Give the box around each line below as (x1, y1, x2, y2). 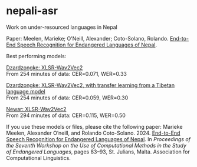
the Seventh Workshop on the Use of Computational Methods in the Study (6, 142, 187, 149)
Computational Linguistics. (6, 154, 71, 161)
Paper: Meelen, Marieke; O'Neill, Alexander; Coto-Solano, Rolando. (6, 35, 169, 42)
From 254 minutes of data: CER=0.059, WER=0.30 (6, 94, 129, 101)
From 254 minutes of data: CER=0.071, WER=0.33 (6, 70, 127, 77)
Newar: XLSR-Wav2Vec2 (6, 105, 67, 112)
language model (6, 88, 45, 95)
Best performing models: (6, 52, 67, 59)
